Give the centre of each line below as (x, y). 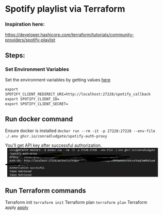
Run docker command (39, 119)
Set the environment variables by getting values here (58, 80)
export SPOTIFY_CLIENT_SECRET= (37, 104)
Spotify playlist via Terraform (65, 9)
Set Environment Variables (37, 69)
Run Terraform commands (46, 190)
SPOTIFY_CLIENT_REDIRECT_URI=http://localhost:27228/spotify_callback (78, 94)
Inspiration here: (25, 24)
